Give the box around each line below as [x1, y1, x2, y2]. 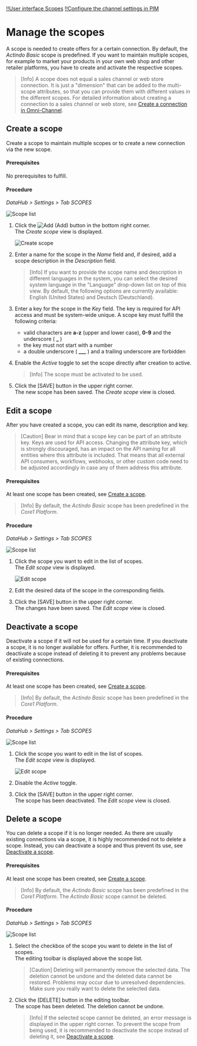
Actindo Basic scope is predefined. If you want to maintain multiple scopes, [6, 51, 189, 58]
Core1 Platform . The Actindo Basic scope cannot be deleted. [20, 893, 168, 900]
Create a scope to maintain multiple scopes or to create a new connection [6, 139, 185, 146]
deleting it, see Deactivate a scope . [29, 1032, 115, 1040]
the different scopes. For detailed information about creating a [20, 94, 172, 101]
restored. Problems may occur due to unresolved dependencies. [29, 979, 186, 986]
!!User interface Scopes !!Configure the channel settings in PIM [6, 5, 159, 12]
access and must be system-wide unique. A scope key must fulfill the [14, 311, 183, 319]
